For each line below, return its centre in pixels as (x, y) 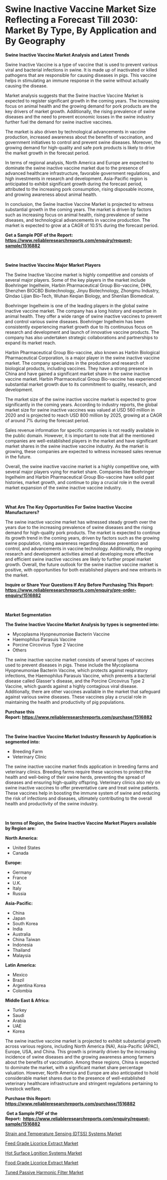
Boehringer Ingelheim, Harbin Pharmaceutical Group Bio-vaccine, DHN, (79, 285)
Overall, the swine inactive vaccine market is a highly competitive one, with (82, 466)
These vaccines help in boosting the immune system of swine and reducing (83, 793)
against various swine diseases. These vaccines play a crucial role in (76, 697)
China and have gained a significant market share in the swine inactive (78, 374)
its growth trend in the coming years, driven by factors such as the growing (82, 538)
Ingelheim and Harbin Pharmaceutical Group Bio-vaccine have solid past (80, 477)
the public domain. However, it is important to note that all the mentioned (80, 435)
